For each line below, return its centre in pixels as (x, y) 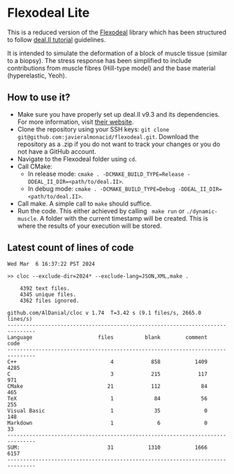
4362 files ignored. (50, 301)
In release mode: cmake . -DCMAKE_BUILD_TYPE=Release (106, 173)
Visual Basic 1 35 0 (108, 410)
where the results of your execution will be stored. (89, 226)
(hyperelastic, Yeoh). (37, 76)
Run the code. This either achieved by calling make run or (101, 210)
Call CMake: (35, 166)
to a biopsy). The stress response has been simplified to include (100, 60)
